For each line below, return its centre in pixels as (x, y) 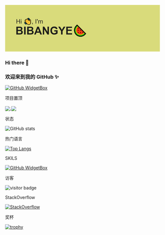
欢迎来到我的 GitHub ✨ (32, 77)
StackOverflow (20, 197)
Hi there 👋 (17, 63)
